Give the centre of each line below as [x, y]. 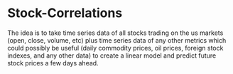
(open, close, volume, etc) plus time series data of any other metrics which [117, 40]
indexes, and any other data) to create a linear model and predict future [112, 55]
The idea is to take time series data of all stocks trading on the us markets [115, 33]
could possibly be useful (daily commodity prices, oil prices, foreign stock [115, 48]
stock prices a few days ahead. [53, 63]
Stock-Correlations [65, 13]
